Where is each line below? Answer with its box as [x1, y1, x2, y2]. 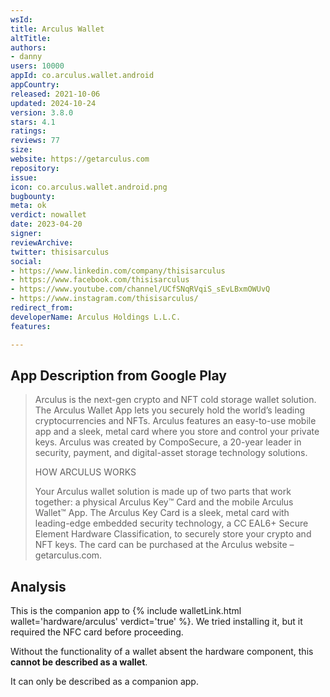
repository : [10, 163, 60, 173]
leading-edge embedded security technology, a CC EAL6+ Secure [34, 517, 309, 530]
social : [10, 256, 43, 266]
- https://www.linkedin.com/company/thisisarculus [10, 266, 226, 276]
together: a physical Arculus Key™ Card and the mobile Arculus [34, 496, 294, 508]
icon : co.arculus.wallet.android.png [10, 182, 168, 192]
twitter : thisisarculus [10, 247, 110, 257]
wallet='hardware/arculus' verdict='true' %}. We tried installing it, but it [10, 616, 303, 628]
